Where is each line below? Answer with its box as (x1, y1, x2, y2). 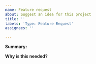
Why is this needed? (5, 53, 48, 60)
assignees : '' (5, 26, 34, 31)
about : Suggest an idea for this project (5, 12, 92, 17)
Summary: (5, 44, 27, 50)
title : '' (5, 16, 26, 21)
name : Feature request (5, 7, 52, 12)
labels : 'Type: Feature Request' (5, 21, 74, 26)
